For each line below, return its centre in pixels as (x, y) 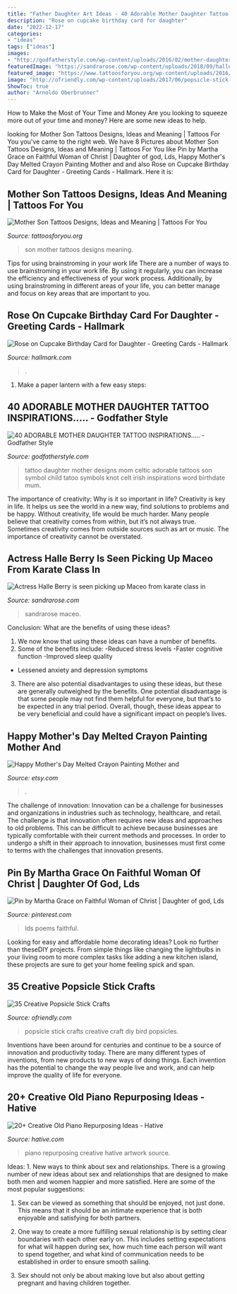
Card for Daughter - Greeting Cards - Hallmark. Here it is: (91, 172)
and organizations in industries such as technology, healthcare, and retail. (115, 813)
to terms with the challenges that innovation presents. (85, 850)
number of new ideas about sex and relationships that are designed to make (118, 1174)
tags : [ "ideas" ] (31, 47)
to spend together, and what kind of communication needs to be (111, 1254)
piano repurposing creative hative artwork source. (97, 1153)
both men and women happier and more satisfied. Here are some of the (111, 1182)
